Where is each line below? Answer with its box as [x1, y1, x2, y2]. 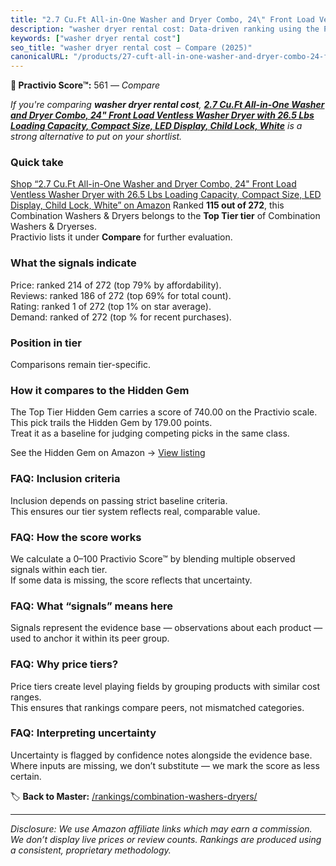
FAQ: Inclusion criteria [10, 472, 121, 486]
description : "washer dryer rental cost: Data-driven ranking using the [10, 24, 320, 34]
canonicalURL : [10, 52, 70, 62]
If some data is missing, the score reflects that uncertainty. [10, 574, 253, 586]
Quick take [10, 156, 64, 170]
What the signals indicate [10, 256, 137, 270]
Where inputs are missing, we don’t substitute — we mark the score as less [10, 759, 320, 771]
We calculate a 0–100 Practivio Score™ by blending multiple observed [10, 552, 296, 565]
